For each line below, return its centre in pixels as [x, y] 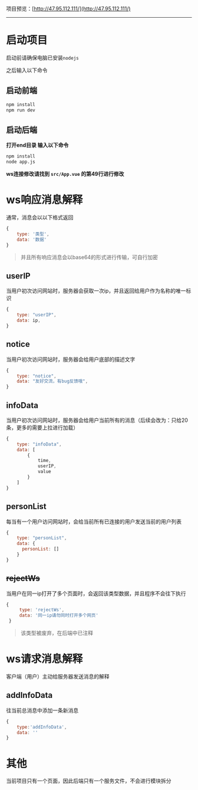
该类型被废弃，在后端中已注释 [57, 633]
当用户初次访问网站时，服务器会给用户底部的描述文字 [71, 359]
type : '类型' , [33, 234]
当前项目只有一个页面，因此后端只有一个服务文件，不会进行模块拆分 [89, 781]
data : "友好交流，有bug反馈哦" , [52, 381]
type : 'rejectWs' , [42, 610]
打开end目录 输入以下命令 [37, 145]
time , [44, 461]
